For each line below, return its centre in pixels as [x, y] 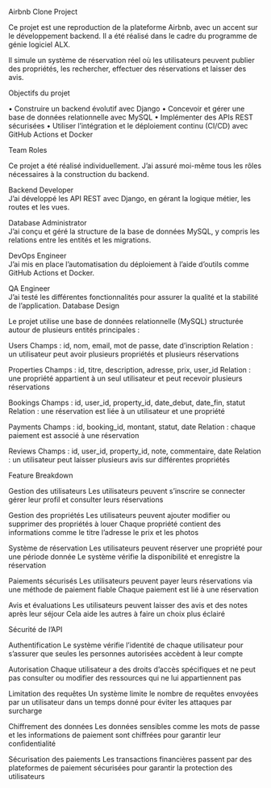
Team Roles [28, 150]
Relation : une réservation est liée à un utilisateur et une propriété [117, 411]
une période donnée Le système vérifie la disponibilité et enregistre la [124, 556]
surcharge [25, 711]
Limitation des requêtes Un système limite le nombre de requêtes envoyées [133, 693]
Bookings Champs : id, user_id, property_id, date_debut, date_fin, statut [127, 402]
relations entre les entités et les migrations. [80, 240]
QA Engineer [29, 289]
